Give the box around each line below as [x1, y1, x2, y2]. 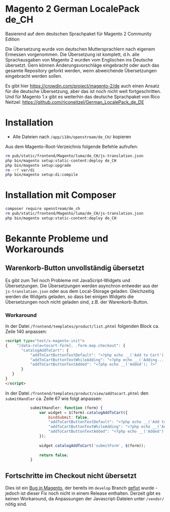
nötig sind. [5, 501, 27, 507]
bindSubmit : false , [48, 415, 90, 420]
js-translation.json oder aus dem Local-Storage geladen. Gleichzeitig [5, 288, 154, 294]
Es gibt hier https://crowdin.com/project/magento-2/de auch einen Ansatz [5, 82, 160, 89]
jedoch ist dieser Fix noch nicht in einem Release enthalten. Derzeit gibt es [5, 490, 161, 496]
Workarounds [5, 244, 64, 255]
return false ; [39, 453, 69, 458]
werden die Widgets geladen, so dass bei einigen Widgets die [5, 293, 134, 299]
